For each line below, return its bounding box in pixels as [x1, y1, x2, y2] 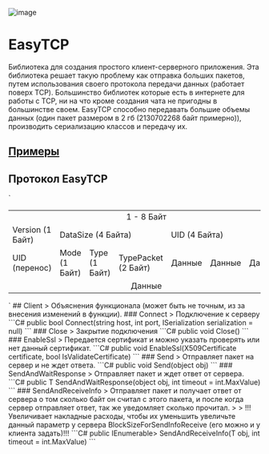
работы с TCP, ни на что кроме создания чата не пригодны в [8, 96, 218, 106]
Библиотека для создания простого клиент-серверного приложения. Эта [8, 62, 259, 71]
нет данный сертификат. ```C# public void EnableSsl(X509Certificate [8, 343, 237, 352]
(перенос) [12, 262, 52, 273]
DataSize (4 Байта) [59, 229, 132, 240]
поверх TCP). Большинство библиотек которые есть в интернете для [8, 87, 245, 97]
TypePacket [118, 252, 163, 263]
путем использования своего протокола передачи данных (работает [8, 78, 245, 88]
